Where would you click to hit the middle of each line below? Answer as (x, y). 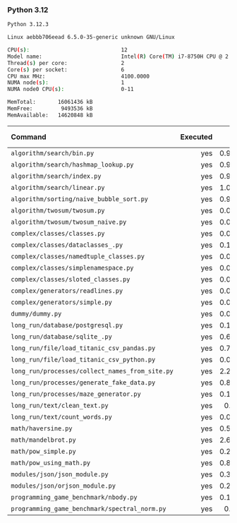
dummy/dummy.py (36, 313)
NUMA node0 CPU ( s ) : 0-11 (71, 90)
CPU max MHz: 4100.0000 (79, 76)
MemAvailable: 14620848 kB (50, 115)
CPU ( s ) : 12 (68, 50)
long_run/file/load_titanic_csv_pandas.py (83, 348)
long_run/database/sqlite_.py (62, 336)
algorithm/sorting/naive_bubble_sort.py (79, 199)
